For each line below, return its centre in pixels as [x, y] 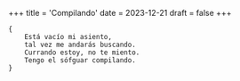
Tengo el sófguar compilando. [80, 61]
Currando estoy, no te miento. [82, 53]
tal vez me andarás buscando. [80, 45]
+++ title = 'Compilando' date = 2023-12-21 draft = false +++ [120, 13]
